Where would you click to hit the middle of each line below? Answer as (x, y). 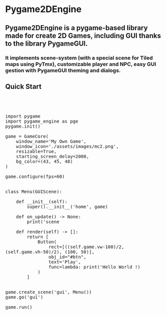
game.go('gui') (24, 297)
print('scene (43, 222)
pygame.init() (23, 126)
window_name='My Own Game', (51, 141)
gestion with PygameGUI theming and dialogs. (63, 70)
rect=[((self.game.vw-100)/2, (86, 247)
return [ (38, 237)
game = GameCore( (27, 136)
